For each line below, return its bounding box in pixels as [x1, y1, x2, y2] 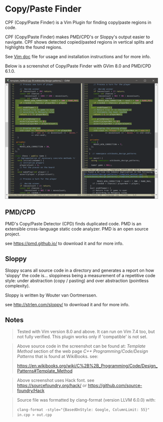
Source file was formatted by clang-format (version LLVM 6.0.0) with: [16, 397, 156, 403]
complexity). [5, 283, 30, 289]
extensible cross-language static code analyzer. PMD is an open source [5, 226, 149, 232]
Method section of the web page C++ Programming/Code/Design [16, 348, 148, 354]
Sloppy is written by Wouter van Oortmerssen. [5, 292, 98, 298]
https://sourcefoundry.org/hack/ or [16, 383, 87, 389]
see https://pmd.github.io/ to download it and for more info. [5, 241, 124, 247]
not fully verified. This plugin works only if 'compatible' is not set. [16, 334, 148, 340]
